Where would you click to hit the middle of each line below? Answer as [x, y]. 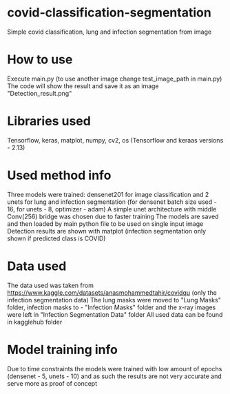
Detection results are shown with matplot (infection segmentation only [107, 231]
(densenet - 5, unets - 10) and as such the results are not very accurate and [114, 376]
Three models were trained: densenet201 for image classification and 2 [108, 194]
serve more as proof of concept [52, 383]
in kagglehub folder [35, 322]
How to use [40, 60]
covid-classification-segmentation [109, 13]
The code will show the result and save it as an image [83, 86]
